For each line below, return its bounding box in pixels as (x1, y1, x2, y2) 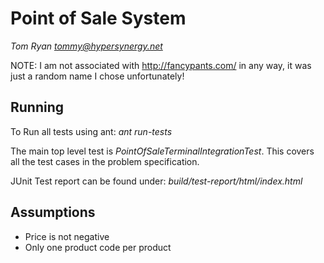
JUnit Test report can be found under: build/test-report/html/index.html (10, 175, 303, 187)
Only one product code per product (24, 241, 172, 253)
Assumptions (10, 204, 96, 221)
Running (10, 99, 65, 116)
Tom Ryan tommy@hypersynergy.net (10, 40, 163, 52)
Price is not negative (24, 230, 110, 242)
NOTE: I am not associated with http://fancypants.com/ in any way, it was (10, 59, 312, 71)
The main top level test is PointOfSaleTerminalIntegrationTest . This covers (10, 145, 315, 157)
